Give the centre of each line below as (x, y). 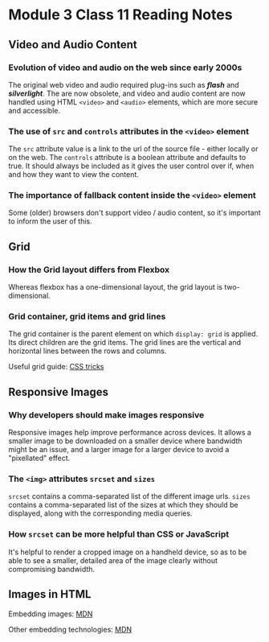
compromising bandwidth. (51, 569)
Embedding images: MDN (51, 614)
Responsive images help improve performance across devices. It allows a (130, 433)
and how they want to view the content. (73, 175)
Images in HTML (50, 594)
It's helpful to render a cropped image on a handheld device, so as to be (128, 552)
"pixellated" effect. (39, 458)
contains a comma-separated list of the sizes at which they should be (123, 505)
